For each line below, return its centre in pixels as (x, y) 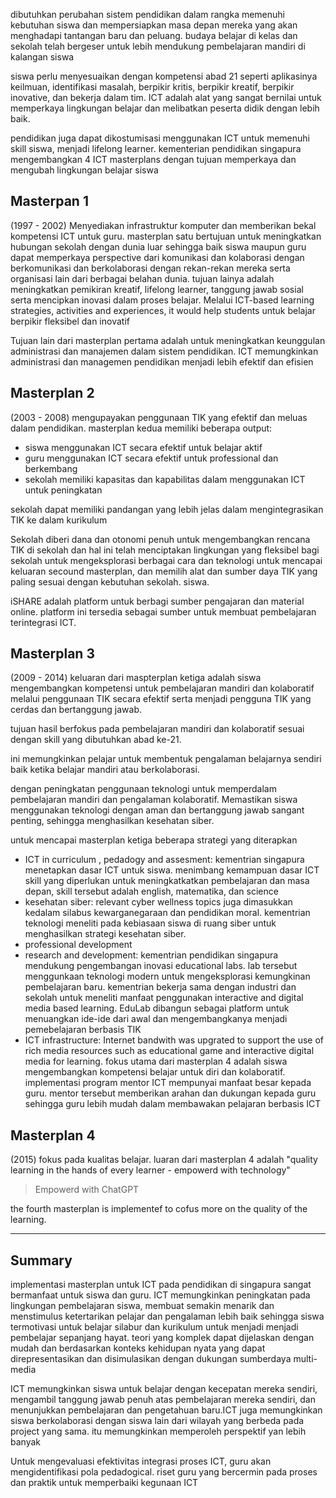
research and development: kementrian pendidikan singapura (151, 955)
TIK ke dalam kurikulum (59, 520)
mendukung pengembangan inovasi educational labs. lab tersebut (161, 966)
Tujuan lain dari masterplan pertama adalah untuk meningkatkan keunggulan (168, 340)
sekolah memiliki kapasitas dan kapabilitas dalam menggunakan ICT (165, 479)
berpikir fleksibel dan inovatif (70, 321)
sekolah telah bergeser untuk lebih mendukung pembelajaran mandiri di (158, 46)
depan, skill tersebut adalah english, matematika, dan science (151, 891)
